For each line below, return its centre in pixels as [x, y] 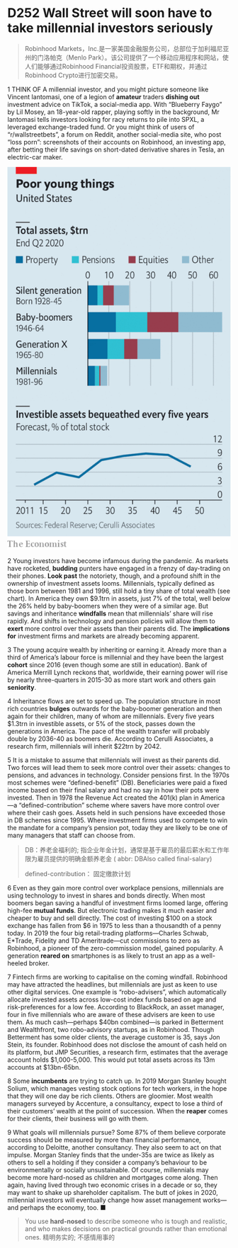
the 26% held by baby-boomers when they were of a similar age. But [108, 606]
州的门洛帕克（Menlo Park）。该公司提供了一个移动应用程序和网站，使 [126, 57]
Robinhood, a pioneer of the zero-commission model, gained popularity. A [115, 948]
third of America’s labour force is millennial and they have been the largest [116, 657]
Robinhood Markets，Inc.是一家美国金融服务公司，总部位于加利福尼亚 [127, 48]
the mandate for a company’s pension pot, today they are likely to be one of [118, 828]
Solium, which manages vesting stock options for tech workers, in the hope [117, 1089]
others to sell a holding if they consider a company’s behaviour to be [107, 1162]
